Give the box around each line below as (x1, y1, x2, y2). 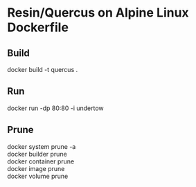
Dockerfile (7, 19, 69, 35)
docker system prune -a (7, 142, 76, 150)
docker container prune (7, 157, 75, 166)
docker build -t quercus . (7, 66, 78, 73)
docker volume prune (7, 172, 69, 180)
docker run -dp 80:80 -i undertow (7, 104, 104, 112)
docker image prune (7, 164, 65, 172)
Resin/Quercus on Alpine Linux (7, 5, 189, 21)
